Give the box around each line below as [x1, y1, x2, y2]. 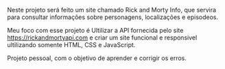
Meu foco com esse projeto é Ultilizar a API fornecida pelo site [7, 27, 184, 34]
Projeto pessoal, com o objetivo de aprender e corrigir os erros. [7, 54, 187, 62]
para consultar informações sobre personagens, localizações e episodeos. [7, 13, 219, 21]
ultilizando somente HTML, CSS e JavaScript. [7, 41, 136, 49]
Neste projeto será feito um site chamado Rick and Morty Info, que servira [7, 6, 217, 14]
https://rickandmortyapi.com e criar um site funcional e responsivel [7, 33, 198, 42]
